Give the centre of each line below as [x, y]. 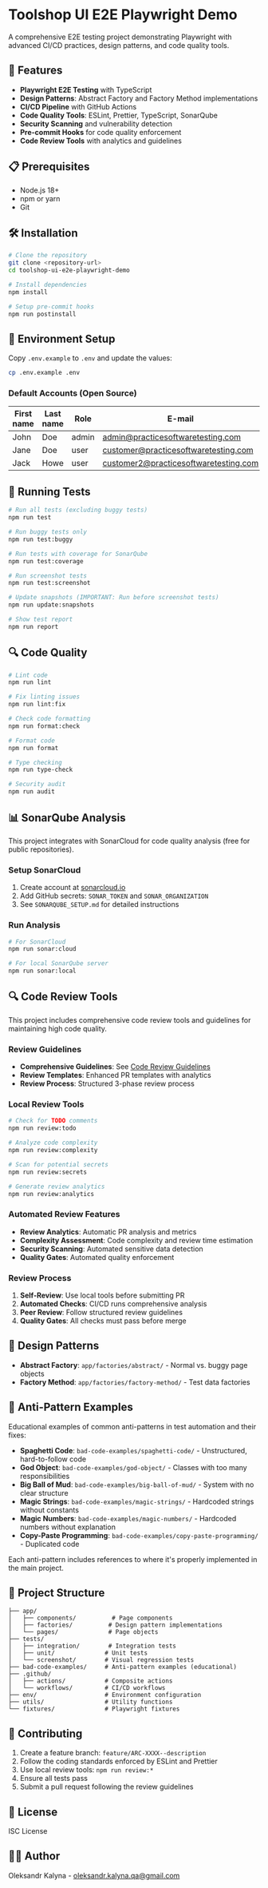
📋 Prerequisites [49, 167]
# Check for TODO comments [53, 1121]
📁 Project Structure [57, 1593]
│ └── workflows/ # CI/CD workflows [87, 1688]
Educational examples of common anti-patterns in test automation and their [132, 1426]
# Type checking [35, 762]
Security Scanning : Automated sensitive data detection [111, 1249]
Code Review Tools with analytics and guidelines [100, 141]
